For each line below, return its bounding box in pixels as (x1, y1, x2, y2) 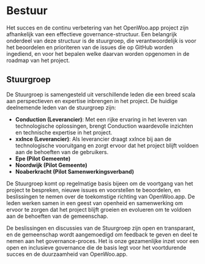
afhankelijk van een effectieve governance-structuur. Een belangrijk (6, 30, 177, 37)
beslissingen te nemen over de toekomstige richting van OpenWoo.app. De (6, 193, 195, 200)
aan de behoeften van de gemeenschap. (6, 212, 108, 220)
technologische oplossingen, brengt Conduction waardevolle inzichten (15, 122, 194, 130)
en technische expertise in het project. (15, 128, 113, 136)
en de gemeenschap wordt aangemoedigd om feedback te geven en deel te (6, 231, 198, 238)
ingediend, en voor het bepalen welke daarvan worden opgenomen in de (6, 50, 190, 57)
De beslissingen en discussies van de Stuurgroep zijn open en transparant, (6, 224, 195, 231)
